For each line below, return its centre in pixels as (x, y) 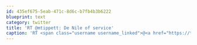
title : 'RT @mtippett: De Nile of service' (60, 28)
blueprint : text (26, 17)
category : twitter (28, 22)
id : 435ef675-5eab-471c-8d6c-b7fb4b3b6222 (59, 11)
